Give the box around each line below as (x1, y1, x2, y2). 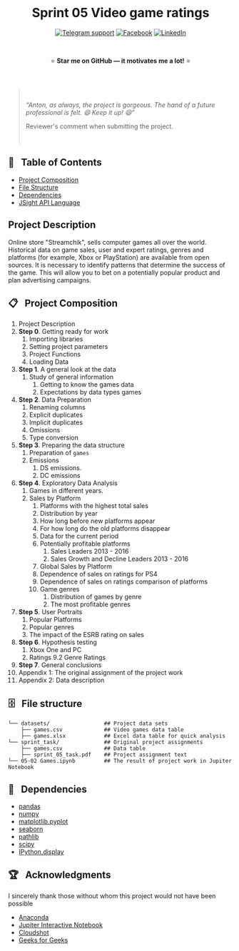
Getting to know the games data (39, 380, 134, 389)
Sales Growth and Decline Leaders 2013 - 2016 (50, 554, 189, 564)
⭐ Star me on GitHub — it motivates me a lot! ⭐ (50, 56, 191, 65)
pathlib (18, 833, 39, 840)
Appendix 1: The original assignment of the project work (18, 668, 183, 677)
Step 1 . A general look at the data (18, 365, 116, 374)
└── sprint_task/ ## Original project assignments (8, 739, 203, 746)
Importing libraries (29, 335, 83, 343)
